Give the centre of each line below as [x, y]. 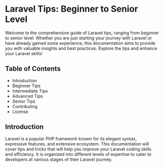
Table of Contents [33, 69]
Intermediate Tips [30, 91]
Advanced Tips [27, 96]
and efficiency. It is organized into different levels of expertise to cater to [78, 154]
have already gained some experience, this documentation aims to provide [80, 43]
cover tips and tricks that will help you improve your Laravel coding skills [78, 149]
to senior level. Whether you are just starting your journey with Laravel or [79, 38]
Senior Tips [24, 101]
